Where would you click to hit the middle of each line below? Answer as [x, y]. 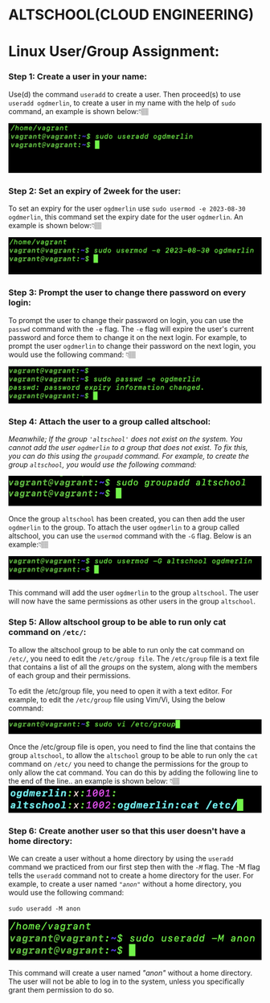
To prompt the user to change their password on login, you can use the [126, 320]
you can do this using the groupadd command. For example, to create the [129, 456]
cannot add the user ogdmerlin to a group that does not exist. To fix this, [128, 448]
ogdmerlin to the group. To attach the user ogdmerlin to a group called [124, 527]
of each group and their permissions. [70, 675]
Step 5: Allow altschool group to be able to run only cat [117, 622]
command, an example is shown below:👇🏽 [79, 111]
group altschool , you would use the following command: [102, 465]
